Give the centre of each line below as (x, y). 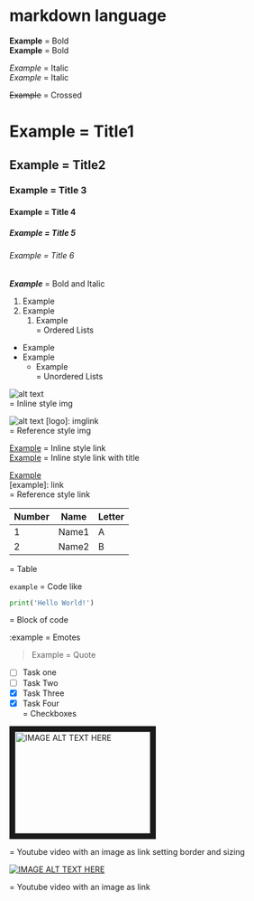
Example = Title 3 (48, 191)
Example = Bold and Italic (57, 283)
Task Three (43, 693)
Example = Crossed (46, 95)
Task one (39, 672)
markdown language (88, 16)
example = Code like (46, 586)
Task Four (41, 703)
